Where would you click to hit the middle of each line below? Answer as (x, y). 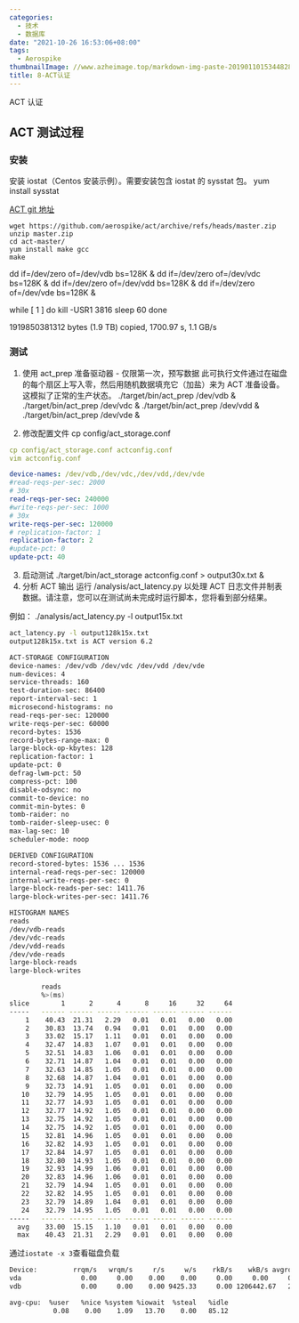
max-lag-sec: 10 (39, 831)
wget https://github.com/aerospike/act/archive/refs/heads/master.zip (143, 226)
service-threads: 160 (49, 682)
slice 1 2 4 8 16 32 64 (121, 1003)
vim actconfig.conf (45, 458)
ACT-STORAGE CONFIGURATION (59, 657)
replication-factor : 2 (51, 540)
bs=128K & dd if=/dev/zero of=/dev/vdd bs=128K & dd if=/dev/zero (132, 283)
